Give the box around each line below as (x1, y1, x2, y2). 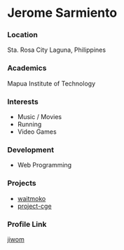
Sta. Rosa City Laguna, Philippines (7, 46, 106, 54)
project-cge (17, 202, 52, 210)
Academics (7, 63, 47, 73)
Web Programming (17, 161, 72, 169)
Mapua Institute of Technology (7, 79, 96, 88)
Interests (7, 97, 39, 106)
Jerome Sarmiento (7, 5, 118, 21)
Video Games (17, 127, 57, 136)
